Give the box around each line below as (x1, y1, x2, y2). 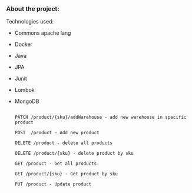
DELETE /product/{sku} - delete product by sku (14, 151, 134, 157)
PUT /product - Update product (14, 181, 92, 187)
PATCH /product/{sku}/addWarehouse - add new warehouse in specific (14, 114, 187, 121)
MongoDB (14, 98, 39, 105)
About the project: (6, 5, 60, 13)
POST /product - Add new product (14, 130, 100, 136)
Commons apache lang (14, 29, 71, 36)
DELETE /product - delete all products (14, 140, 113, 146)
